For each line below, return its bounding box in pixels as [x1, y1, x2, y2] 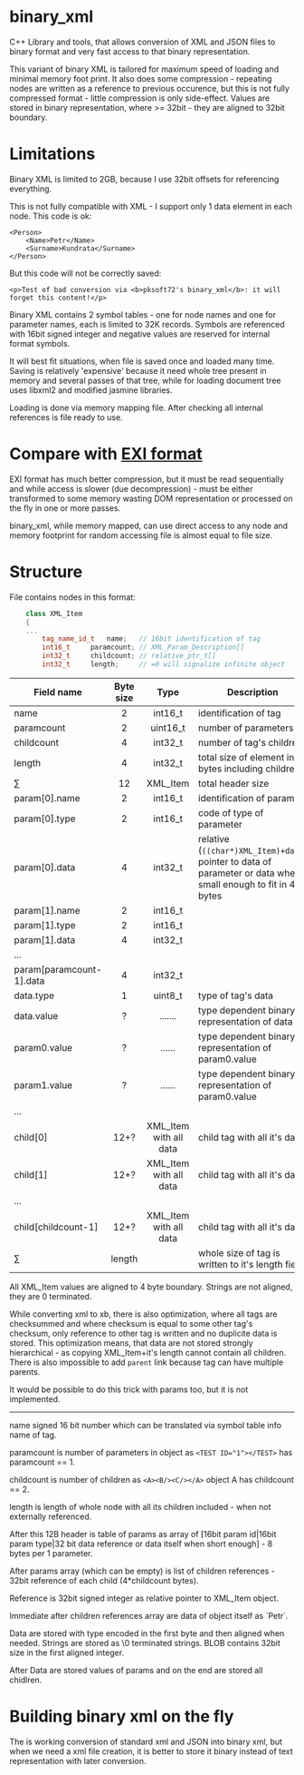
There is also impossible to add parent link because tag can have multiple [9, 1357, 284, 1368]
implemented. [9, 1393, 61, 1404]
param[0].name [14, 791, 81, 804]
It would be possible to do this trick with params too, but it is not [9, 1384, 249, 1395]
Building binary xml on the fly [9, 1706, 234, 1727]
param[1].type [14, 918, 76, 931]
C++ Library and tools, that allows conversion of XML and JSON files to [9, 36, 276, 47]
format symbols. [9, 338, 71, 348]
